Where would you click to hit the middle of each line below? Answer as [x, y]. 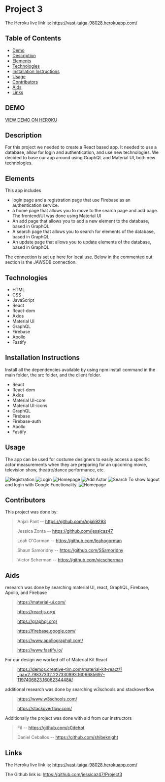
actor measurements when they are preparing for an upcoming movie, [76, 464]
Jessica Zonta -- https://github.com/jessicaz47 [65, 531]
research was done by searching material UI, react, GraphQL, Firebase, [77, 588]
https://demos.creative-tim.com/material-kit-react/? [70, 669]
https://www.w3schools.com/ [47, 699]
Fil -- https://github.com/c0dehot [51, 728]
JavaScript [23, 300]
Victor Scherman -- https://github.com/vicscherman [70, 560]
